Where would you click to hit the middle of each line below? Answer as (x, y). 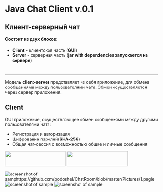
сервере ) (22, 60)
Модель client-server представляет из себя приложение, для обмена (77, 82)
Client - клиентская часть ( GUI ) (45, 50)
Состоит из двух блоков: (31, 39)
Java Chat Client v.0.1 (49, 9)
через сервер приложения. (33, 92)
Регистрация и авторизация (41, 134)
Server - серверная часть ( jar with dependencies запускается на (80, 55)
